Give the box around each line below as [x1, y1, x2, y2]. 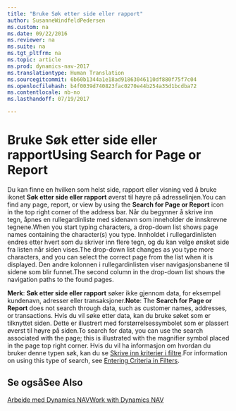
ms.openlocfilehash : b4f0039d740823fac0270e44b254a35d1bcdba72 [7, 82, 197, 90]
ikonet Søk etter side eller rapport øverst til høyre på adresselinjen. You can [7, 192, 226, 201]
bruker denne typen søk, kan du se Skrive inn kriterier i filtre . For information [7, 348, 228, 357]
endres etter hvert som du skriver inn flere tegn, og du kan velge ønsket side [7, 238, 230, 246]
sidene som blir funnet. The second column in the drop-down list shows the [7, 267, 225, 276]
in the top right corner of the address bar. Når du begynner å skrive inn [7, 207, 213, 216]
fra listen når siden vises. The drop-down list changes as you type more [7, 245, 214, 254]
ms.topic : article [7, 56, 61, 63]
